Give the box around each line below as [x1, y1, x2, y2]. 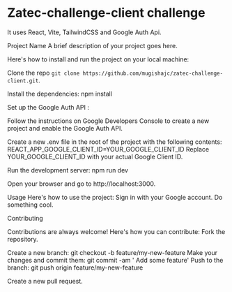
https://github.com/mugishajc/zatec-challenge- [82, 70, 224, 77]
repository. [7, 235, 38, 243]
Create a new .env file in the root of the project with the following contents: [7, 138, 222, 146]
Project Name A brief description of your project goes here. [7, 41, 178, 50]
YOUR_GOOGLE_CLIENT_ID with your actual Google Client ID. [7, 152, 183, 161]
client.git [7, 77, 39, 85]
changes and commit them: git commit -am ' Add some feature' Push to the [7, 256, 224, 264]
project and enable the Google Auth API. [7, 124, 123, 132]
